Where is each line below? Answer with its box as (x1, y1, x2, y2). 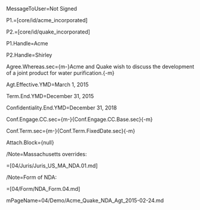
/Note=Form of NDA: (6, 174, 57, 181)
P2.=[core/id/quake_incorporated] (6, 28, 91, 35)
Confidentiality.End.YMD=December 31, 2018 (6, 104, 118, 111)
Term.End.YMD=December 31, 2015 (6, 93, 94, 99)
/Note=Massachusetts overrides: (6, 151, 87, 157)
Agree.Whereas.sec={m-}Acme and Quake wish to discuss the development (6, 63, 195, 70)
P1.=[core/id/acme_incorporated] (6, 17, 88, 23)
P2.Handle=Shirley (6, 51, 53, 59)
